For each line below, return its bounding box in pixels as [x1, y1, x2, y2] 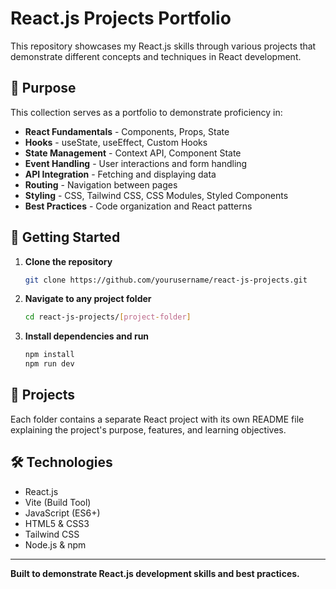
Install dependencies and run [24, 330, 150, 342]
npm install [24, 350, 75, 360]
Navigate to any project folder [24, 293, 152, 305]
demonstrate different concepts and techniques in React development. [10, 50, 302, 62]
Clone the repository [24, 255, 113, 267]
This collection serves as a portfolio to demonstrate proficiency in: [10, 106, 283, 118]
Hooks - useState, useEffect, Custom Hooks [24, 136, 208, 148]
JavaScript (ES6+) [24, 507, 101, 519]
